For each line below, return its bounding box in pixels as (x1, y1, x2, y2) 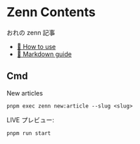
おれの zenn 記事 (6, 28, 56, 37)
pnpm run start (6, 129, 51, 137)
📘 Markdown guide (16, 50, 72, 58)
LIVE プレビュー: (6, 115, 54, 124)
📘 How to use (16, 42, 56, 51)
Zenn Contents (6, 4, 96, 20)
